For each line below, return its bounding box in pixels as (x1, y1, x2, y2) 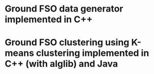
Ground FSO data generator (5, 3, 124, 15)
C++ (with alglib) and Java (5, 58, 118, 69)
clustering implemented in (36, 47, 149, 59)
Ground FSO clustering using (5, 37, 130, 48)
